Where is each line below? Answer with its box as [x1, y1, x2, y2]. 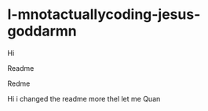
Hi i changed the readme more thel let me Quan [7, 94, 161, 103]
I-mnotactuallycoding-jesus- [7, 6, 201, 24]
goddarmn [7, 22, 78, 40]
